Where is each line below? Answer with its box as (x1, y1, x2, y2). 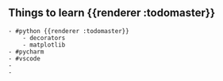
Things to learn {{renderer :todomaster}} (8, 6, 216, 20)
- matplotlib (22, 41, 66, 49)
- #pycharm (8, 47, 44, 56)
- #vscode (8, 54, 41, 62)
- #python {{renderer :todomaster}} (8, 27, 129, 35)
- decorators (22, 34, 66, 42)
